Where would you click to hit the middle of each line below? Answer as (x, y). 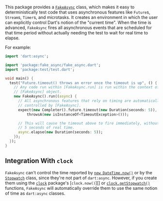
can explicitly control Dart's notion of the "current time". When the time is (78, 22)
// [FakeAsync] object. (38, 92)
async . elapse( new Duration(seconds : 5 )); (60, 132)
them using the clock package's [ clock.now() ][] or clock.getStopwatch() (78, 183)
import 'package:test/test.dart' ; (40, 69)
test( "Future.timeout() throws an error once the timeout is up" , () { (83, 83)
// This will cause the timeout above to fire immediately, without (89, 123)
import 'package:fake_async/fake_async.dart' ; (53, 65)
